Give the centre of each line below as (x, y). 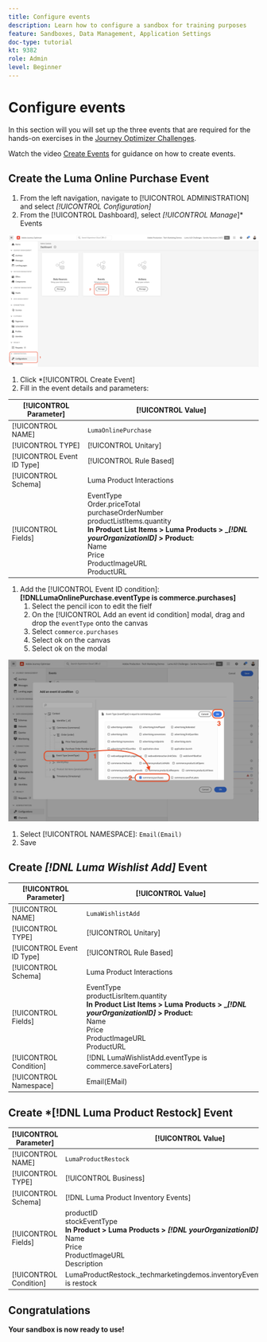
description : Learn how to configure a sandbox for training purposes (128, 25)
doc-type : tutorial (41, 42)
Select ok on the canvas (71, 640)
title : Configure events (49, 17)
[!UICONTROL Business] (105, 1178)
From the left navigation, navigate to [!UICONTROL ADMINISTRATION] (134, 198)
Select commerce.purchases (75, 632)
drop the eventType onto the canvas (90, 623)
